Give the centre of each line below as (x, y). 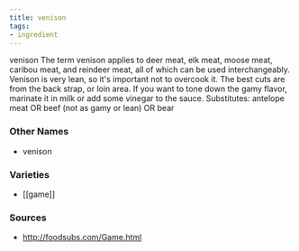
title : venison (38, 18)
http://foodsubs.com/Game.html (82, 237)
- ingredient (34, 34)
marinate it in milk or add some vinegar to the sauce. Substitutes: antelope (147, 98)
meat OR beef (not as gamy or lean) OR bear (92, 108)
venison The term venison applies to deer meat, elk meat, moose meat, (141, 60)
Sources (28, 218)
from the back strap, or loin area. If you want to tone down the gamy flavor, (149, 89)
